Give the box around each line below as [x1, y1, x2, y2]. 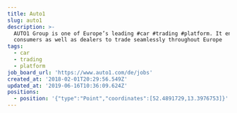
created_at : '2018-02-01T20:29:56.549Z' [7, 75, 128, 83]
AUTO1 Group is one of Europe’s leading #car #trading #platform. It [13, 29, 222, 37]
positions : [7, 88, 39, 95]
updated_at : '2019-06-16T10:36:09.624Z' [7, 82, 128, 89]
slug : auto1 [7, 17, 42, 24]
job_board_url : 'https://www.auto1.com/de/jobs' [7, 69, 153, 76]
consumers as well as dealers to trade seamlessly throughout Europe [13, 36, 222, 44]
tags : [7, 43, 23, 50]
